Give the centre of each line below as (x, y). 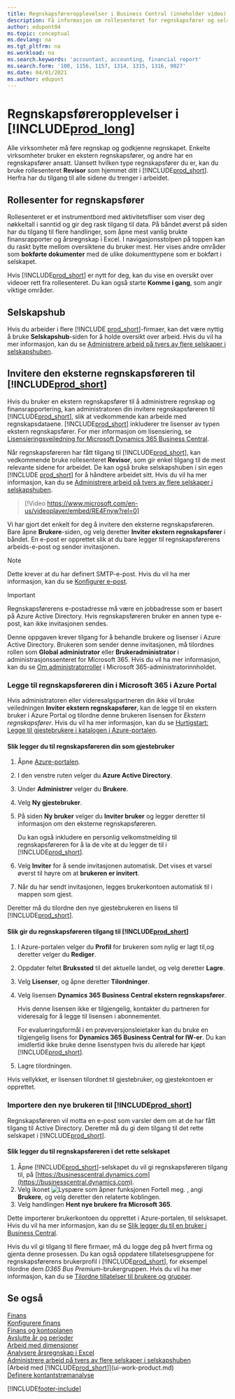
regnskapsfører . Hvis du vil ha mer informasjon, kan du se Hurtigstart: (108, 723)
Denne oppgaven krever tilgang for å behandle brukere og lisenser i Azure (114, 637)
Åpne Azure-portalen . (49, 762)
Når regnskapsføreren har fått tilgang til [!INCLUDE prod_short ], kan (104, 452)
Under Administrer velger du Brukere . (73, 789)
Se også (25, 1298)
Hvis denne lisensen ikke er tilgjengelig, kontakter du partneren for (113, 1009)
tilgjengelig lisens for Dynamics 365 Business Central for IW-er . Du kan (121, 1037)
